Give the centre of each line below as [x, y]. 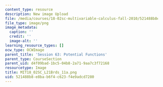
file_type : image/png [27, 23]
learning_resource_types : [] [34, 45]
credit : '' [20, 37]
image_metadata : [21, 28]
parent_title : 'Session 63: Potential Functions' [56, 54]
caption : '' [22, 32]
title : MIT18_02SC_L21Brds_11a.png [41, 72]
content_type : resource [29, 9]
